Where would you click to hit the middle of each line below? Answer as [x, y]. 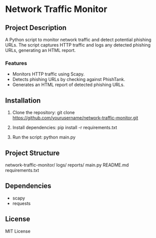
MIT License [18, 231]
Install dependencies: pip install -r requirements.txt [65, 127]
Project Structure [32, 153]
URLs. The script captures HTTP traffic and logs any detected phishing [78, 45]
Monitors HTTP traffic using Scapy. [48, 74]
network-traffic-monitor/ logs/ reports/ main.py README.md [67, 165]
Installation [23, 100]
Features [16, 63]
